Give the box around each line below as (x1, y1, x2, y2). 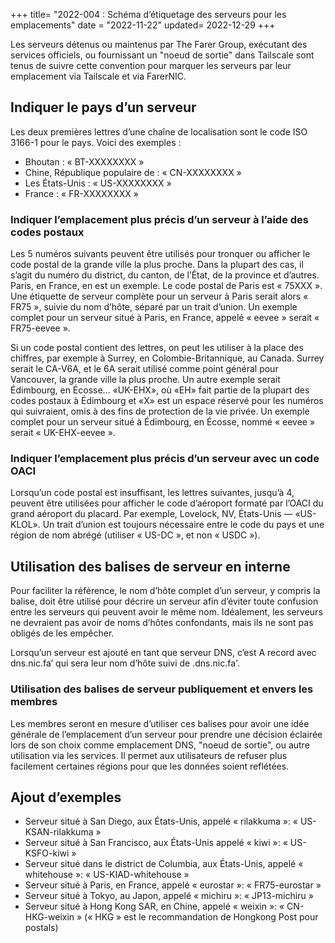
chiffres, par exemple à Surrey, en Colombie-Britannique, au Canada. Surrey (10, 352, 325, 364)
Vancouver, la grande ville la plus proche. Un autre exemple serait (10, 374, 281, 386)
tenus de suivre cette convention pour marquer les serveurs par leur (10, 60, 292, 71)
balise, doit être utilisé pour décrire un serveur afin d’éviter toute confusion (10, 595, 319, 608)
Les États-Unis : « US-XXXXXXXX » (24, 177, 172, 189)
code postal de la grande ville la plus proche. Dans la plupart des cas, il (10, 259, 304, 271)
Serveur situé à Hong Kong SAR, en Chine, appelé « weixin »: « (24, 900, 285, 913)
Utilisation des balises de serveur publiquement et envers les (10, 682, 314, 696)
